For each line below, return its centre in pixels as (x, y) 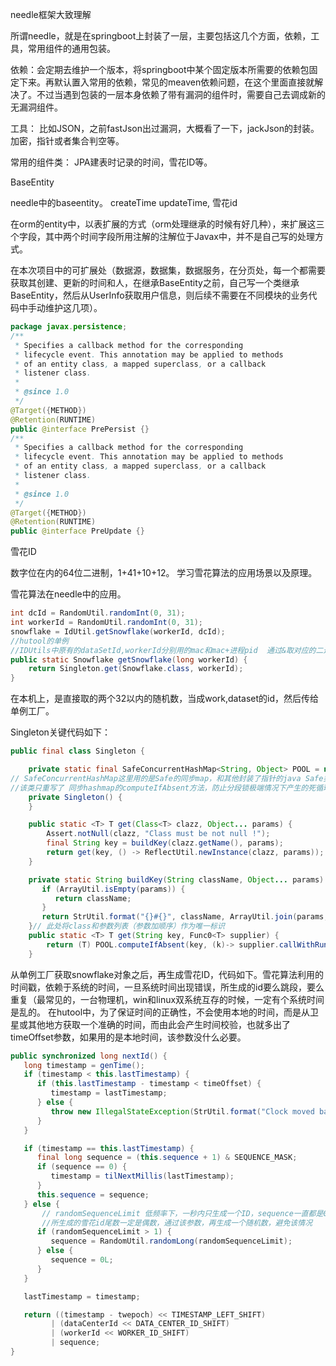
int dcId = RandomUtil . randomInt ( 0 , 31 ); (98, 613)
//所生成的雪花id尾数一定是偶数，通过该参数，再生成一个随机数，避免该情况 (177, 1223)
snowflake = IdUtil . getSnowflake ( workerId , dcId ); (118, 631)
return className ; (93, 898)
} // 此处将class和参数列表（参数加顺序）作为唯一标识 (126, 926)
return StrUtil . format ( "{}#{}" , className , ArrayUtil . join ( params (183, 917)
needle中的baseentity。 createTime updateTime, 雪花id (124, 202)
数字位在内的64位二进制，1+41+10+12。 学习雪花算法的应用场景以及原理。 (164, 573)
